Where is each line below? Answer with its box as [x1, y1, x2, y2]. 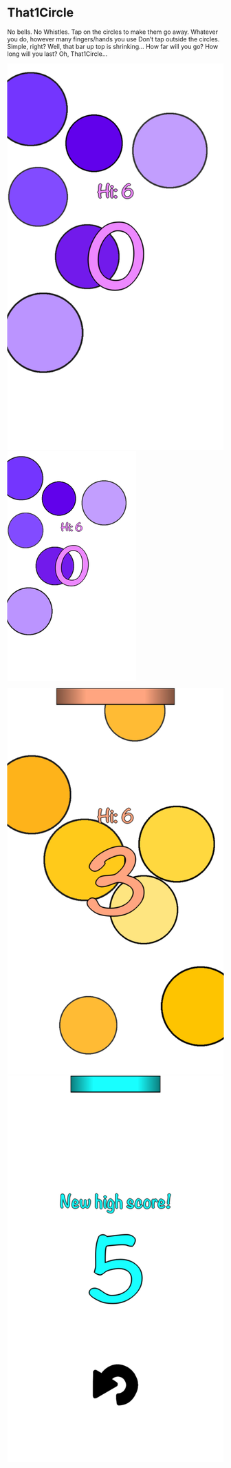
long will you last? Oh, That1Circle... [7, 50, 108, 58]
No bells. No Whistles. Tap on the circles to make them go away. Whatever [7, 28, 219, 36]
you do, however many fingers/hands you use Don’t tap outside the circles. [7, 34, 220, 43]
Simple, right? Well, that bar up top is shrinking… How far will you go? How [7, 42, 219, 50]
